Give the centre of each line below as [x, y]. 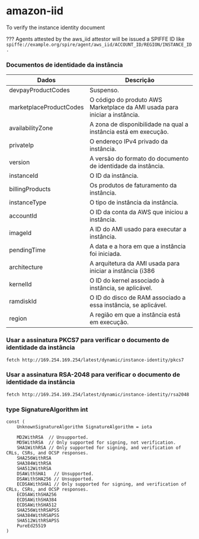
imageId [20, 233]
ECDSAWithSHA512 [37, 505]
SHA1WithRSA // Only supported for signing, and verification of [99, 448]
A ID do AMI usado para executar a [138, 229]
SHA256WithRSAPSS [38, 510]
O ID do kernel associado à [127, 281]
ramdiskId [23, 302]
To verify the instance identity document [56, 27]
